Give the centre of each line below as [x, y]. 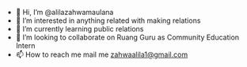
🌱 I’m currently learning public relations [80, 29]
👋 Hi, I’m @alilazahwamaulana [65, 12]
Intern [25, 46]
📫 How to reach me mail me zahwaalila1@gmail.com [102, 54]
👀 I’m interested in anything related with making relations [108, 20]
